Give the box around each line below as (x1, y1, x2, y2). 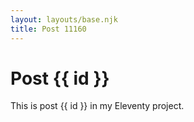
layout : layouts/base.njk (10, 14, 118, 25)
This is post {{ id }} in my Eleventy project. (10, 100, 185, 112)
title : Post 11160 (10, 24, 87, 34)
